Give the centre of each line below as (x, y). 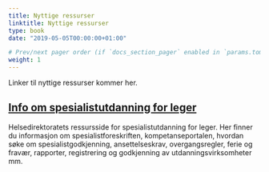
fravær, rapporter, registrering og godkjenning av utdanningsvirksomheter (130, 152)
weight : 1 (25, 60)
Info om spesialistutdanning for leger (102, 108)
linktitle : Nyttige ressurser (59, 23)
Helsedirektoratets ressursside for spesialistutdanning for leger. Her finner (131, 127)
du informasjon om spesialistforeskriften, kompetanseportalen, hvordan (126, 135)
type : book (26, 30)
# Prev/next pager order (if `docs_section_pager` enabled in (114, 53)
